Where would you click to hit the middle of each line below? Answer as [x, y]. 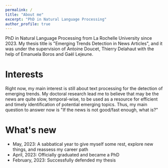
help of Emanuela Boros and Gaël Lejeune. [49, 54]
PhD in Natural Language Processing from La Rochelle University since [79, 38]
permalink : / [19, 10]
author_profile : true [28, 24]
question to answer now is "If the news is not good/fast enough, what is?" [82, 110]
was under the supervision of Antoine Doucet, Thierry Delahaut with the [80, 49]
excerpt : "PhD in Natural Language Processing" [56, 19]
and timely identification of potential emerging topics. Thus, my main [76, 105]
